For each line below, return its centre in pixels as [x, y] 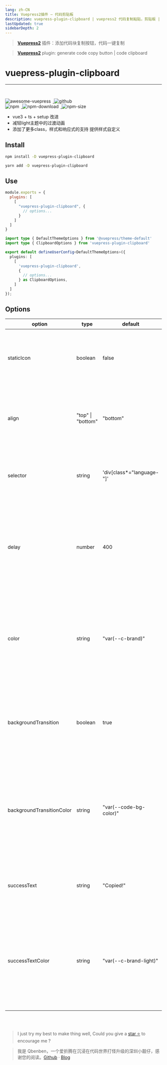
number [85, 547]
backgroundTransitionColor [40, 810]
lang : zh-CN [17, 10]
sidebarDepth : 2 [22, 28]
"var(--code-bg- [124, 807]
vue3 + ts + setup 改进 [35, 117]
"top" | [84, 415]
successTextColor [29, 960]
